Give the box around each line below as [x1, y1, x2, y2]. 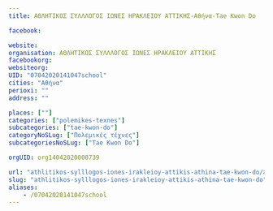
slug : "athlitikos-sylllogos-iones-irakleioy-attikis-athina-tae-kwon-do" [8, 175, 267, 183]
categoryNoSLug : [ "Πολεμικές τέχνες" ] [8, 131, 140, 140]
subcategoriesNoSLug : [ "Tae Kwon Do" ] [8, 139, 140, 147]
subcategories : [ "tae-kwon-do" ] [8, 123, 118, 132]
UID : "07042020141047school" [8, 71, 107, 80]
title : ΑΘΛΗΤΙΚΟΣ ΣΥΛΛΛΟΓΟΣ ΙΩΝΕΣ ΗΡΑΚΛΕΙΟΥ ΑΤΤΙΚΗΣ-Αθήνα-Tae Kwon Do [8, 11, 256, 20]
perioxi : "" [8, 86, 49, 94]
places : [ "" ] [8, 109, 53, 117]
